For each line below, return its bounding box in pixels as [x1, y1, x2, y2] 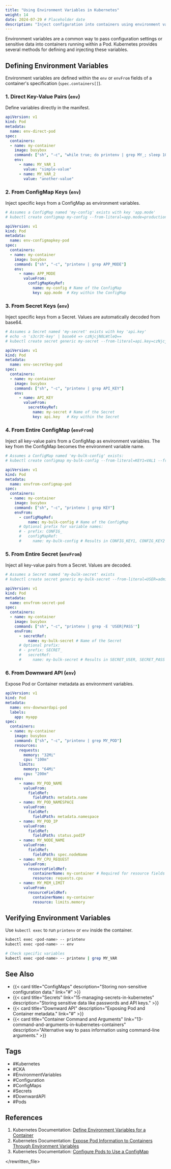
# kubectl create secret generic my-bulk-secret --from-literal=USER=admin [5, 577, 169, 582]
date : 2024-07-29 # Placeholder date [5, 17, 85, 22]
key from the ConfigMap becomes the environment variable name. [5, 444, 145, 450]
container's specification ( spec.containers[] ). [5, 80, 102, 87]
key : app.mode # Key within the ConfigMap [32, 290, 126, 295]
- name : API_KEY [18, 395, 53, 401]
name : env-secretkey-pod [10, 362, 63, 368]
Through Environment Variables [12, 1143, 79, 1149]
